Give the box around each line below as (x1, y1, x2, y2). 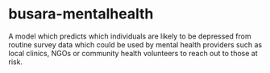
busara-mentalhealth (8, 5, 154, 23)
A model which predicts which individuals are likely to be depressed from (8, 31, 251, 41)
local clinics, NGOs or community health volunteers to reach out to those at (8, 48, 258, 58)
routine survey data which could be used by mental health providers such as (8, 39, 263, 49)
